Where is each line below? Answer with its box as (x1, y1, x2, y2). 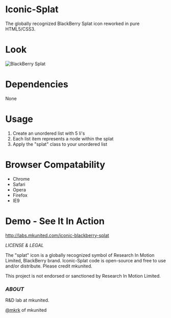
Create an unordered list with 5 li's (12, 130, 85, 136)
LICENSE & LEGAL (5, 242, 44, 248)
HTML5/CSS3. (5, 26, 36, 32)
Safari (12, 181, 26, 187)
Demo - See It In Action (5, 215, 105, 227)
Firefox (12, 192, 28, 198)
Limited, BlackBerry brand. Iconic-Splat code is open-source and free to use (5, 257, 166, 263)
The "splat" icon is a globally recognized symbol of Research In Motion (5, 252, 155, 258)
